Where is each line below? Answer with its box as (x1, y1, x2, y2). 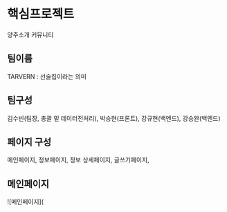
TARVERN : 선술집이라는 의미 (7, 72, 87, 80)
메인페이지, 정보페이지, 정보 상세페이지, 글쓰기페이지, (7, 156, 150, 164)
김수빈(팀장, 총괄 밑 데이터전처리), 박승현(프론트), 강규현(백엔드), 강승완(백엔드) (7, 114, 221, 122)
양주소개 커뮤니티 (7, 30, 54, 39)
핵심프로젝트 (7, 6, 75, 22)
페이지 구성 (7, 136, 52, 148)
